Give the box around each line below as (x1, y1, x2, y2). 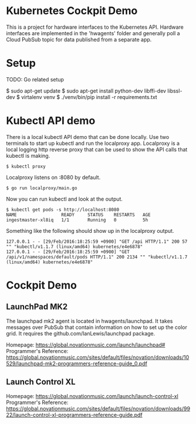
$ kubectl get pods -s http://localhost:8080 (6, 206, 119, 212)
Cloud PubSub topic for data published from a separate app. (6, 36, 152, 43)
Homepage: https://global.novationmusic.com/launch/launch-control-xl (6, 392, 179, 399)
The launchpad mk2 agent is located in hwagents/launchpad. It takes (6, 317, 173, 324)
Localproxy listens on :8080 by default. (6, 174, 101, 181)
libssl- (167, 87, 183, 94)
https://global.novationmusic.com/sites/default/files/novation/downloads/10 (6, 354, 190, 361)
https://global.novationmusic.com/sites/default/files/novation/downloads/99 (6, 405, 191, 412)
